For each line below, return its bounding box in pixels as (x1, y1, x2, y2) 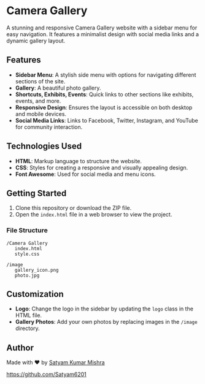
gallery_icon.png (14, 267, 60, 273)
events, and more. (15, 97, 61, 104)
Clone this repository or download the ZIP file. (15, 204, 132, 212)
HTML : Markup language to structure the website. (15, 157, 142, 164)
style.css (14, 251, 40, 257)
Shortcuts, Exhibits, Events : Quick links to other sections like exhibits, (15, 90, 194, 98)
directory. (15, 324, 40, 332)
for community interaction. (15, 123, 83, 131)
